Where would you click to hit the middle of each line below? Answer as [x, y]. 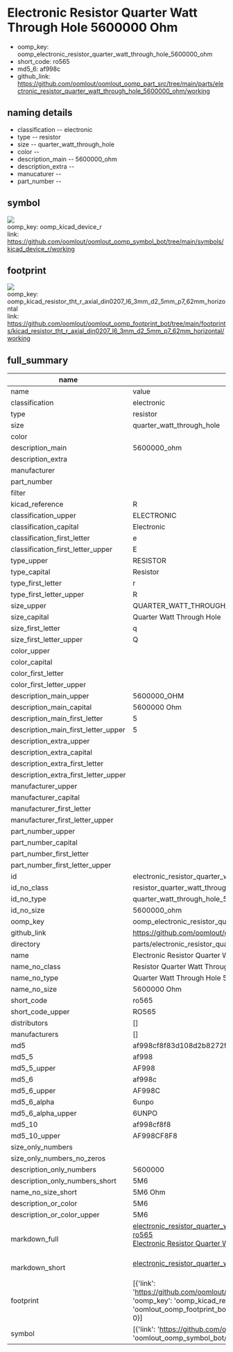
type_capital [31, 572]
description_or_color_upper [55, 1215]
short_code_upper [40, 1012]
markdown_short [38, 1268]
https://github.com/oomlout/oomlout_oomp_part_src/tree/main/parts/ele [120, 83]
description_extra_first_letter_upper [68, 775]
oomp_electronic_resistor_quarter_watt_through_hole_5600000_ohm [115, 54]
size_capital [30, 617]
